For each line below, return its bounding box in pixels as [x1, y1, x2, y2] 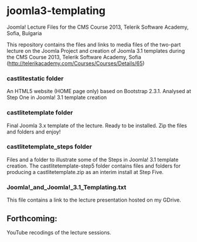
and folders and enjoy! [6, 128, 61, 135]
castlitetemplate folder [6, 108, 73, 117]
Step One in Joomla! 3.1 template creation [6, 94, 107, 101]
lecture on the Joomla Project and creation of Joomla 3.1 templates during [6, 47, 185, 54]
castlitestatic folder [6, 74, 64, 83]
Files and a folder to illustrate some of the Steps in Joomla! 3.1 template [6, 156, 179, 163]
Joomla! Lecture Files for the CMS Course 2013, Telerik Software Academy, [6, 23, 189, 30]
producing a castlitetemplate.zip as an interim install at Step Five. [6, 168, 164, 175]
